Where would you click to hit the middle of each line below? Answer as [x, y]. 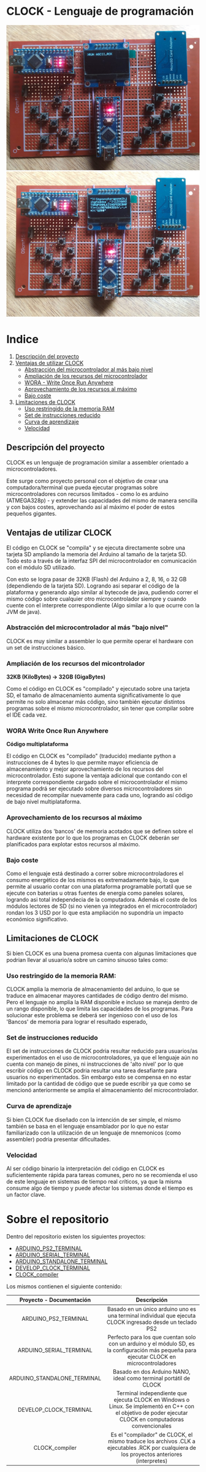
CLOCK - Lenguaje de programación [100, 11]
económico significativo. [37, 919]
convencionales [151, 1426]
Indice [22, 340]
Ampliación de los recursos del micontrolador [76, 663]
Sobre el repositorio [58, 1220]
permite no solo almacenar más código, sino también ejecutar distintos [96, 702]
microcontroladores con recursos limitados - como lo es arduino [87, 494]
